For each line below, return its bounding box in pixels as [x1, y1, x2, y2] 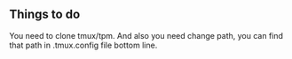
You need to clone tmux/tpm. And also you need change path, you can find [9, 30, 284, 41]
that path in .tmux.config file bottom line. [9, 40, 158, 50]
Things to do [9, 7, 81, 22]
